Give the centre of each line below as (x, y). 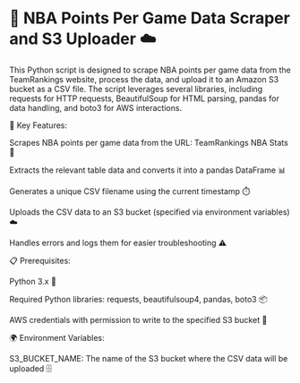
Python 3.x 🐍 (33, 281)
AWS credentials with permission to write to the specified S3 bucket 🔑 (138, 319)
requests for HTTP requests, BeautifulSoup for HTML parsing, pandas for (144, 98)
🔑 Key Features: (39, 125)
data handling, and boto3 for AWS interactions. (95, 107)
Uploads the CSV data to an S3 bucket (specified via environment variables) (150, 212)
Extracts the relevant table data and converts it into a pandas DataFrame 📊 (148, 170)
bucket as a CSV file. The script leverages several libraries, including (136, 89)
